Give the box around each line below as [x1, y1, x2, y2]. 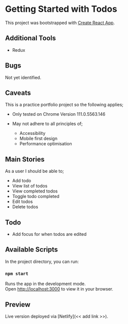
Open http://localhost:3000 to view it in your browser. [5, 286, 114, 292]
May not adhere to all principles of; [12, 121, 83, 127]
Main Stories [5, 155, 45, 163]
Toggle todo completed [12, 194, 60, 199]
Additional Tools [5, 34, 56, 42]
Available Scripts [5, 245, 58, 254]
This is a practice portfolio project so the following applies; [5, 102, 124, 108]
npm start [5, 271, 28, 276]
